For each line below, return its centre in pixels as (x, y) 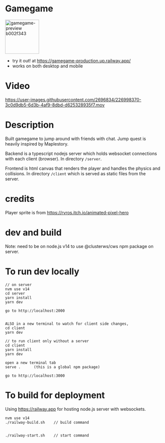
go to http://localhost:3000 (35, 376)
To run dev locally (42, 271)
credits (20, 199)
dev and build (33, 232)
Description (30, 125)
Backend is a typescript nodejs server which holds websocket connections (81, 153)
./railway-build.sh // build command (47, 422)
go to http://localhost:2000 (35, 311)
